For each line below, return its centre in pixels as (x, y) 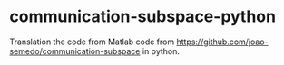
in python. (161, 51)
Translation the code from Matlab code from (92, 42)
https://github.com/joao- (222, 42)
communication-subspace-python (143, 17)
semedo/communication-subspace (75, 51)
